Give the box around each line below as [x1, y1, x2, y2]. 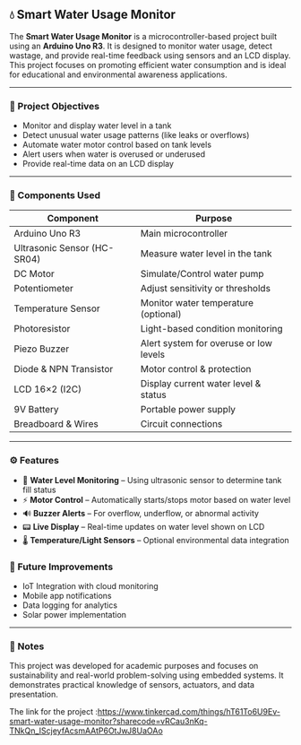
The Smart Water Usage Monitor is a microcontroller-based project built [9, 30, 278, 41]
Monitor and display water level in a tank [21, 120, 172, 131]
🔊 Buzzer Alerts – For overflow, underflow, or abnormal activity [21, 507, 260, 518]
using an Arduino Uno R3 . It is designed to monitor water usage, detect [9, 40, 273, 51]
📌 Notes [9, 640, 45, 653]
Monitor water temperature [140, 297, 254, 309]
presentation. [9, 689, 58, 700]
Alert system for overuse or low [140, 337, 273, 350]
